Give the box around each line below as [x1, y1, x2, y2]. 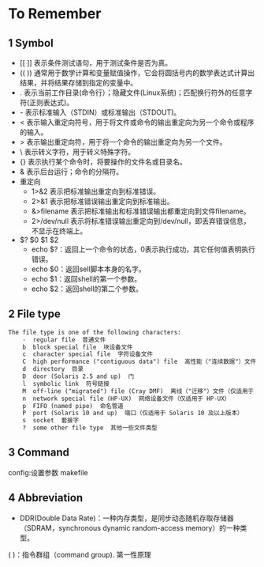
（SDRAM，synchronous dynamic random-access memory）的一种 [19, 523, 240, 532]
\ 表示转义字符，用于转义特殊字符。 [19, 147, 136, 157]
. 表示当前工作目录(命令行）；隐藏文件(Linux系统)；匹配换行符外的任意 [19, 88, 246, 97]
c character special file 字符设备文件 [22, 350, 154, 358]
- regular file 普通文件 [22, 335, 106, 344]
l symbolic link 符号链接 [22, 380, 110, 387]
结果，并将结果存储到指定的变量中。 [19, 78, 138, 87]
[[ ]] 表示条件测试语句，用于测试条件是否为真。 [19, 59, 173, 67]
